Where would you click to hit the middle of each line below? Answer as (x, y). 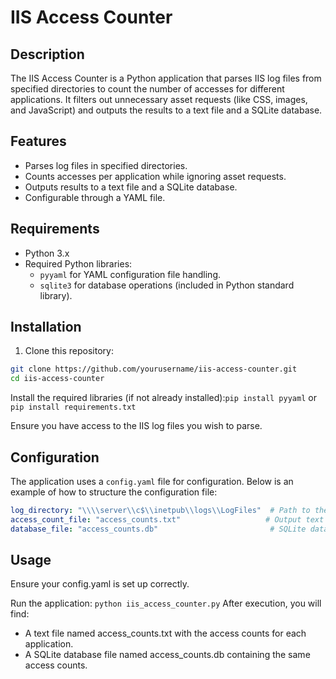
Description (47, 54)
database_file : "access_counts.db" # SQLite (158, 529)
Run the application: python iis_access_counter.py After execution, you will (166, 603)
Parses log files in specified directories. (106, 165)
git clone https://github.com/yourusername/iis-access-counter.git (154, 369)
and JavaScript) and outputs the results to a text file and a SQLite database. (166, 110)
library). (56, 295)
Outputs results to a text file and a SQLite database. (131, 187)
